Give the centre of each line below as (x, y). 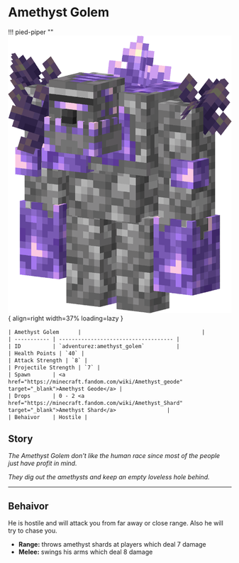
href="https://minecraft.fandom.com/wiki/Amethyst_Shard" (95, 403)
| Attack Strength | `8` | (48, 360)
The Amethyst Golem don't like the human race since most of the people (114, 456)
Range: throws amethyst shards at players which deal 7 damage (112, 545)
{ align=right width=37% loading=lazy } (66, 318)
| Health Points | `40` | (46, 353)
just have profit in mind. (43, 463)
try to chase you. (33, 531)
